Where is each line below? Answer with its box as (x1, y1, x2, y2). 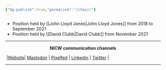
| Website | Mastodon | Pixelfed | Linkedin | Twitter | (6, 54, 110, 60)
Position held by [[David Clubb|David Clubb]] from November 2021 (12, 31, 148, 37)
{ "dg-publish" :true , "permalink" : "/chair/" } (5, 7, 96, 12)
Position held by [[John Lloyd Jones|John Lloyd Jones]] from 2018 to (12, 21, 153, 26)
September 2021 (12, 25, 46, 32)
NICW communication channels (49, 45, 117, 51)
